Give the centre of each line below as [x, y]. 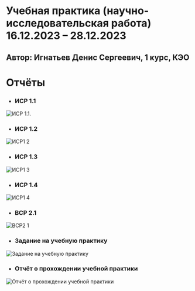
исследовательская [58, 23]
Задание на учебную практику [61, 241]
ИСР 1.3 [26, 157]
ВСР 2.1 [25, 212]
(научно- [126, 11]
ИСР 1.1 [25, 101]
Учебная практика [53, 11]
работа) [131, 23]
